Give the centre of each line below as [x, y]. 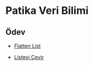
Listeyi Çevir [29, 57]
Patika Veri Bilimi [47, 11]
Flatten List [27, 46]
